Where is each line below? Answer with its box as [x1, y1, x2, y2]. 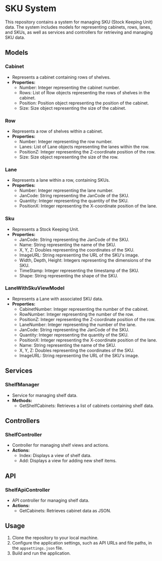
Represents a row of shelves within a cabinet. [12, 128, 103, 134]
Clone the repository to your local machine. [12, 535, 98, 541]
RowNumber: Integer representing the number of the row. [19, 311, 134, 317]
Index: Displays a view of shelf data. [19, 453, 92, 459]
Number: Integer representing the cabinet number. [19, 85, 120, 90]
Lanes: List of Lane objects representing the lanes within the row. [19, 144, 149, 150]
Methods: [12, 397, 32, 403]
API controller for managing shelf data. [12, 497, 90, 503]
